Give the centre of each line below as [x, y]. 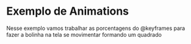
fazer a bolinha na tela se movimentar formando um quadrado [84, 34]
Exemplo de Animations [68, 11]
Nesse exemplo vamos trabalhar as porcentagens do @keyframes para [96, 28]
